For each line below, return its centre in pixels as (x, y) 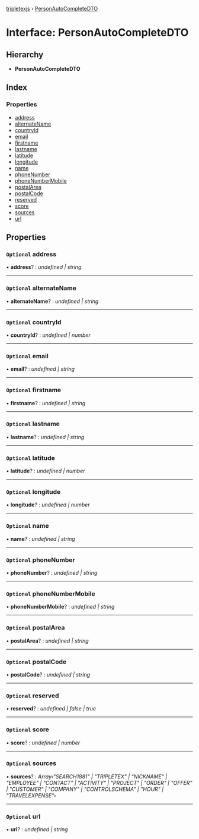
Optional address (31, 254)
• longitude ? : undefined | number (48, 505)
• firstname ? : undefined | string (46, 403)
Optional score (28, 730)
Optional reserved (33, 696)
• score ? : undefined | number (43, 743)
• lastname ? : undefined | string (45, 437)
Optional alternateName (41, 288)
